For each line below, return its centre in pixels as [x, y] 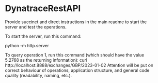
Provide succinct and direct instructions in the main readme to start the [76, 22]
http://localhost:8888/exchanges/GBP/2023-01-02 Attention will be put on [79, 65]
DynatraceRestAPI [43, 8]
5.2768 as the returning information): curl [46, 60]
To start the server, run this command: [43, 36]
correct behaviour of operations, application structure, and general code [77, 70]
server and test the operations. [36, 27]
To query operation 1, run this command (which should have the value [75, 55]
